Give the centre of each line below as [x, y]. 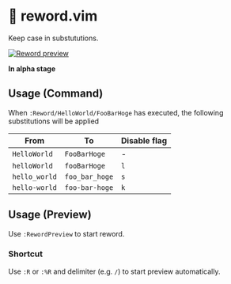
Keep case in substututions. [53, 38]
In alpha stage [32, 68]
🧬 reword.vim [53, 16]
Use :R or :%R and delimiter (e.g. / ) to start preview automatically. [114, 271]
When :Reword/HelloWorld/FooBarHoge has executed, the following [116, 112]
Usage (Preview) [50, 215]
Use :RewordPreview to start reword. [66, 233]
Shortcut [26, 254]
